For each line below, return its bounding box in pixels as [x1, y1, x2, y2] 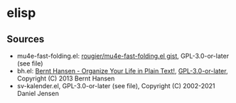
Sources [6, 33, 45, 45]
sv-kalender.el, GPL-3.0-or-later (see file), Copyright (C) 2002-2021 [16, 82, 215, 90]
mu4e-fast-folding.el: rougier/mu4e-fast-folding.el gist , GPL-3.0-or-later [16, 51, 229, 60]
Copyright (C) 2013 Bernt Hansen [16, 74, 115, 83]
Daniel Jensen [16, 90, 60, 97]
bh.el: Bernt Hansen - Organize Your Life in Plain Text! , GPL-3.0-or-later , [16, 67, 228, 75]
